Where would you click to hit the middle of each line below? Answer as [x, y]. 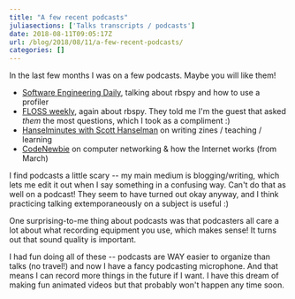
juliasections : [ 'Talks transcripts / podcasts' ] [102, 26]
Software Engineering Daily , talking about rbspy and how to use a [141, 93]
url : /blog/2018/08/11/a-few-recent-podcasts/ [96, 42]
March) [35, 158]
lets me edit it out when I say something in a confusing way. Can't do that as [148, 185]
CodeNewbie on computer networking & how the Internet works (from [149, 149]
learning [37, 140]
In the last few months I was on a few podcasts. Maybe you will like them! [143, 75]
